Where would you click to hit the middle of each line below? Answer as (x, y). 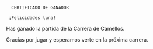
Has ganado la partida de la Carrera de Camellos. (65, 29)
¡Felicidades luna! (32, 18)
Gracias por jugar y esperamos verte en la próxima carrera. (77, 39)
